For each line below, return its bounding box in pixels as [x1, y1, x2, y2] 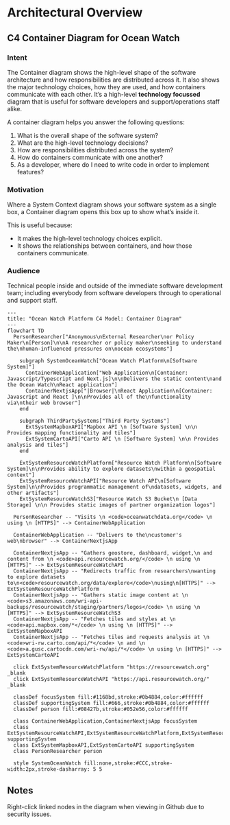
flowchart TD [7, 327, 44, 334]
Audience [7, 266, 40, 276]
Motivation [7, 185, 44, 194]
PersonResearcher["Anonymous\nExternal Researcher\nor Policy [13, 334, 194, 340]
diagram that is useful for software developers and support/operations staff [7, 97, 220, 106]
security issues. [7, 810, 52, 818]
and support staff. [7, 297, 57, 305]
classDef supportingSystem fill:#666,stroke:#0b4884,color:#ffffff [13, 700, 210, 707]
